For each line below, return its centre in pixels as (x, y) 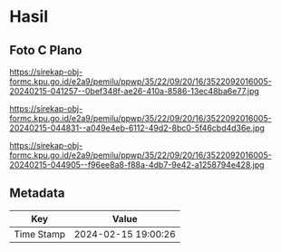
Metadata (37, 194)
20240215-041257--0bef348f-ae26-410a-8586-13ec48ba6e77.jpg (135, 91)
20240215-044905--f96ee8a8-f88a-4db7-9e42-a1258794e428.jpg (137, 165)
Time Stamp (40, 234)
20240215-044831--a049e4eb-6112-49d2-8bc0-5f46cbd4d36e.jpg (137, 128)
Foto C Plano (46, 50)
